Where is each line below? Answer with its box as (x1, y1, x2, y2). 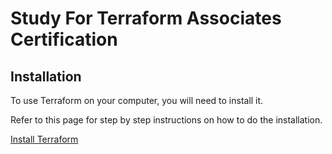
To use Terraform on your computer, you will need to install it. (10, 95, 264, 106)
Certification (10, 28, 118, 51)
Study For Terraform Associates (10, 7, 282, 30)
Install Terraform (10, 133, 79, 145)
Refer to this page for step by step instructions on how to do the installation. (10, 114, 323, 126)
